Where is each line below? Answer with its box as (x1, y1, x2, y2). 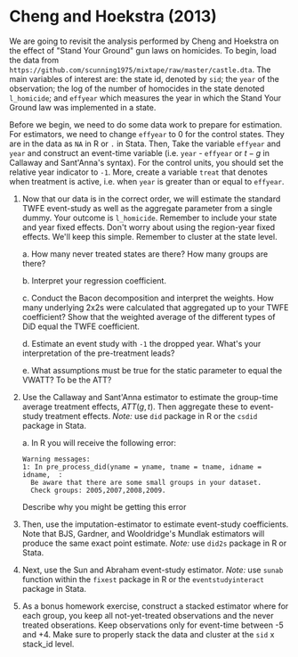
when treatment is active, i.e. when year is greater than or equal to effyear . (9, 176, 285, 186)
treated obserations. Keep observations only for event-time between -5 (21, 620, 284, 630)
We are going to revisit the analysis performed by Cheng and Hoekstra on (9, 36, 279, 46)
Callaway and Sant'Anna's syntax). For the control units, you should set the (9, 157, 284, 168)
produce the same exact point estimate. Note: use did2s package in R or (21, 538, 287, 548)
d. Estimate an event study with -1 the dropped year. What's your (21, 338, 262, 349)
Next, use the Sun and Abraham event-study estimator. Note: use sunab (21, 564, 284, 575)
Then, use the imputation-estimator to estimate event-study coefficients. (21, 519, 289, 530)
